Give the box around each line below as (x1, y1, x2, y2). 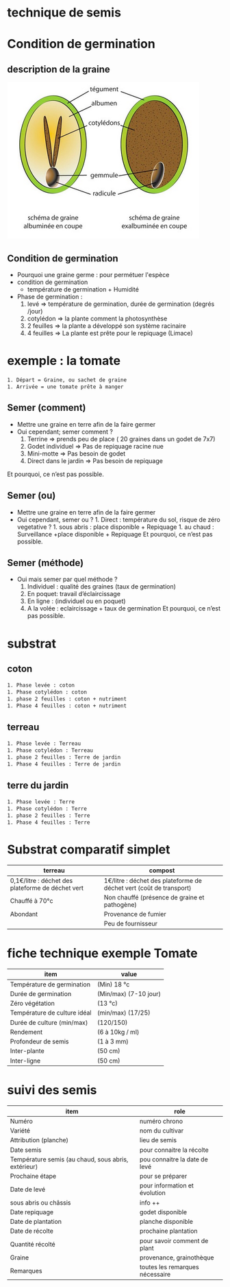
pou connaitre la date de (139, 1155, 209, 1164)
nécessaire (139, 1271, 171, 1279)
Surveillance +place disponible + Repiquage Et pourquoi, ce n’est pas (16, 530, 214, 538)
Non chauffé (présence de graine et (103, 893, 205, 901)
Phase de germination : (16, 293, 83, 300)
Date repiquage (10, 1207, 53, 1216)
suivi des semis (7, 1083, 97, 1098)
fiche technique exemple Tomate (7, 945, 198, 961)
